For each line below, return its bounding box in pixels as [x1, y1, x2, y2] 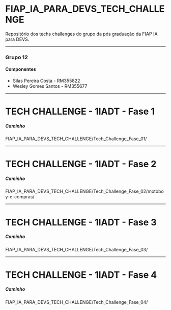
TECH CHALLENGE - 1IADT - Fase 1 [5, 106, 155, 117]
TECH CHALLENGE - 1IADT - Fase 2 [5, 159, 157, 170]
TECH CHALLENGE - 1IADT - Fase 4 [5, 269, 157, 280]
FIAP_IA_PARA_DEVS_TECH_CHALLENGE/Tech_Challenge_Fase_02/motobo [5, 188, 164, 194]
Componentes [5, 66, 37, 72]
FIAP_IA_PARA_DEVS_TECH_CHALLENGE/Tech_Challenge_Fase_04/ [5, 299, 148, 305]
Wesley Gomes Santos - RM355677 [12, 83, 88, 89]
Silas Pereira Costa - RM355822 [12, 77, 80, 84]
